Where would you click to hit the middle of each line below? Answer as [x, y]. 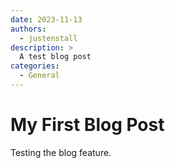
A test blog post [55, 57]
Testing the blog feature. [61, 152]
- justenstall [48, 38]
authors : [28, 29]
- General [39, 76]
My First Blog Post [87, 125]
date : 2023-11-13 [46, 19]
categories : [35, 66]
